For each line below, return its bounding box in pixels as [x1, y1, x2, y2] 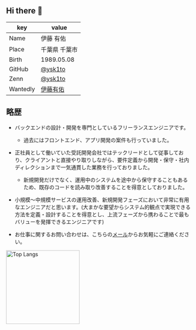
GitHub [9, 65, 29, 73]
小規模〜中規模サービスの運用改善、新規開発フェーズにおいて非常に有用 [14, 196, 190, 203]
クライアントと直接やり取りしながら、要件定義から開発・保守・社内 [25, 156, 190, 163]
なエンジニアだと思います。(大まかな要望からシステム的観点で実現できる [14, 203, 191, 210]
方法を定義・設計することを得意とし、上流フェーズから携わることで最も [14, 210, 190, 218]
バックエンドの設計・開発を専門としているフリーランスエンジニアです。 [14, 124, 189, 131]
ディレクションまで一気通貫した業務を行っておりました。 [14, 163, 153, 171]
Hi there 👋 [6, 6, 43, 16]
